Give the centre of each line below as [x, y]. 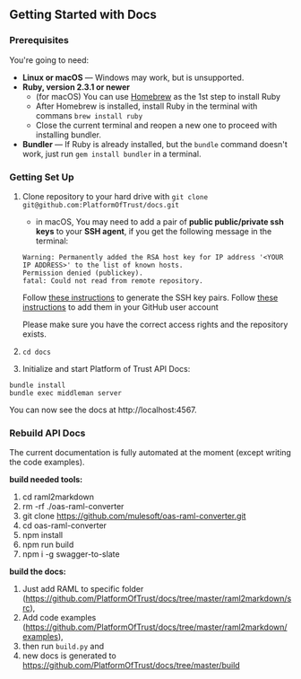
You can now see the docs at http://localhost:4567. [103, 410]
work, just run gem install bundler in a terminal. [112, 154]
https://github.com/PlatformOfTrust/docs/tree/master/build [131, 666]
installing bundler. [68, 135]
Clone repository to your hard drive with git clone [115, 196]
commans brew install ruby [89, 115]
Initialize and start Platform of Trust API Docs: [106, 368]
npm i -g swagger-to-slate [71, 554]
